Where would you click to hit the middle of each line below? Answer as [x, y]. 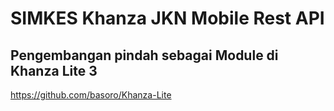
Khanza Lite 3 [54, 70]
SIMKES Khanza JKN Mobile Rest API [167, 18]
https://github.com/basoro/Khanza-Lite [91, 95]
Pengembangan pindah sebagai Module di [144, 55]
